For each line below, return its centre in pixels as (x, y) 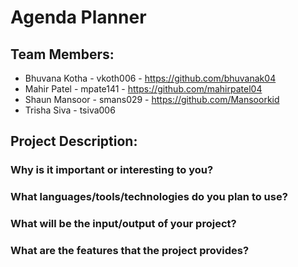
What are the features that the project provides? (130, 251)
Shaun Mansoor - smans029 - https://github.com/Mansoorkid (152, 99)
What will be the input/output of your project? (123, 224)
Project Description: (74, 141)
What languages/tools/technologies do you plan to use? (149, 197)
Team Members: (62, 54)
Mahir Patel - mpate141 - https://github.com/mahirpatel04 (143, 89)
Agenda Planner (78, 17)
